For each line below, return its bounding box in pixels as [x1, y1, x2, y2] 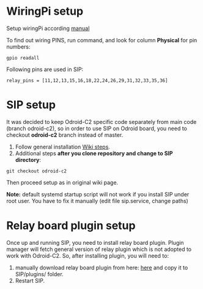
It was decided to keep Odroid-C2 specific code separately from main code [6, 118, 197, 125]
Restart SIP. [15, 277, 45, 284]
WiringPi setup [6, 4, 84, 18]
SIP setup [6, 98, 56, 112]
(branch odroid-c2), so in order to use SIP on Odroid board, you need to [6, 125, 188, 132]
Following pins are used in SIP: [6, 66, 84, 73]
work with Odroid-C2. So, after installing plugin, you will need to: [6, 252, 169, 259]
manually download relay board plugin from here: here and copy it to [15, 264, 188, 271]
